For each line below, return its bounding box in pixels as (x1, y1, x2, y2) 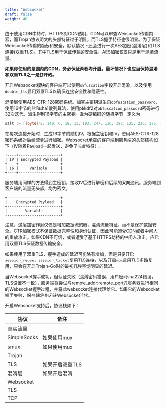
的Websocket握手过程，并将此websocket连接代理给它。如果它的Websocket (5, 286, 160, 292)
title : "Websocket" (5, 7, 45, 12)
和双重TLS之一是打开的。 (5, 72, 57, 78)
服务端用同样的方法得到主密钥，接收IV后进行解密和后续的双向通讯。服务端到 (5, 180, 161, 185)
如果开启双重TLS (42, 361, 82, 368)
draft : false (5, 12, 32, 17)
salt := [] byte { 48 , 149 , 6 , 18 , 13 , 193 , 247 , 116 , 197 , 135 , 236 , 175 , (5, 121, 158, 126)
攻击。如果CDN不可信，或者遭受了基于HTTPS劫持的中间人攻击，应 (18, 234, 155, 240)
